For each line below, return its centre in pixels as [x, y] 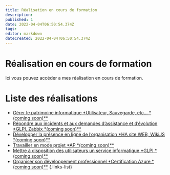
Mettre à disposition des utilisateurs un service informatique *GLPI [83, 151]
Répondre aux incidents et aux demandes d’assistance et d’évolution [85, 123]
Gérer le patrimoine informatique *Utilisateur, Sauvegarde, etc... [80, 112]
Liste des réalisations [52, 98]
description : [19, 15]
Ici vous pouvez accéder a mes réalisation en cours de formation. [74, 78]
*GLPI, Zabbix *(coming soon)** [47, 129]
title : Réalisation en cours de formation [51, 10]
